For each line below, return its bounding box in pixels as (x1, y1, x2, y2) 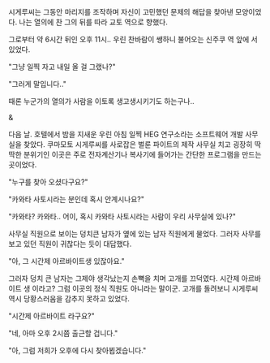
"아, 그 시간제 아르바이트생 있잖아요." (8, 257, 125, 266)
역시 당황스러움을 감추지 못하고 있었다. (8, 294, 130, 303)
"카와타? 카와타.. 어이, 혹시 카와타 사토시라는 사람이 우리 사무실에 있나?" (8, 212, 237, 221)
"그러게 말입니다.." (8, 80, 67, 89)
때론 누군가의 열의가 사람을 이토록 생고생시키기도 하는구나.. (8, 97, 195, 106)
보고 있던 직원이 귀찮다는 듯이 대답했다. (8, 239, 132, 248)
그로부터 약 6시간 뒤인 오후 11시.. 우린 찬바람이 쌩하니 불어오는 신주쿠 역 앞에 (8, 35, 250, 44)
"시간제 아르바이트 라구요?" (8, 311, 95, 321)
